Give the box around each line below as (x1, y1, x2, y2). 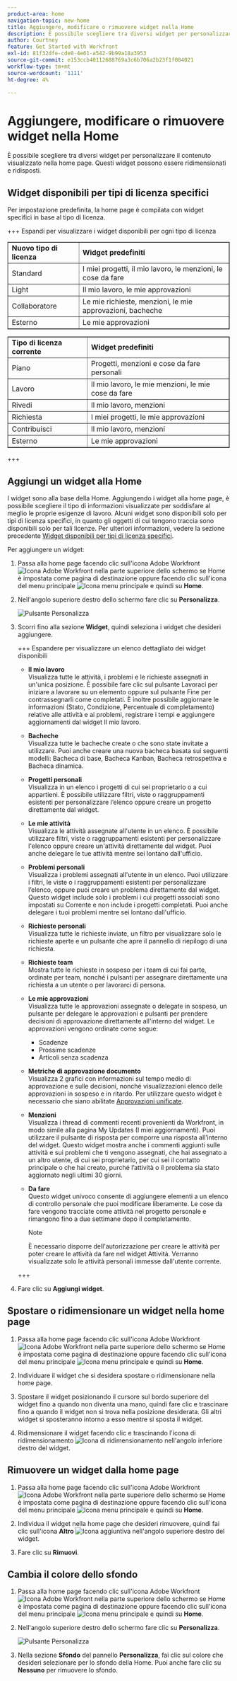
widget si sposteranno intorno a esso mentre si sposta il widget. (17, 1415, 204, 1423)
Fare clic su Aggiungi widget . (17, 1284, 104, 1292)
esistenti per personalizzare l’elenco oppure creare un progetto (28, 798, 212, 806)
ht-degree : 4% (7, 76, 49, 84)
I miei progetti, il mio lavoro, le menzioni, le (82, 264, 224, 274)
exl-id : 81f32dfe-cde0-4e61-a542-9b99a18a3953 (7, 50, 147, 57)
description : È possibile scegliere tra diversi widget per (7, 30, 188, 38)
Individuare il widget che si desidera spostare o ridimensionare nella (17, 1371, 216, 1379)
